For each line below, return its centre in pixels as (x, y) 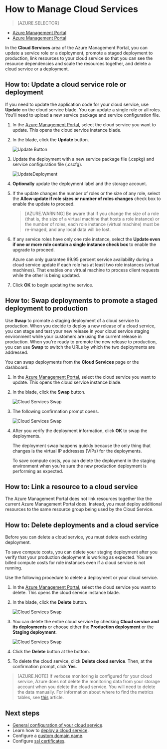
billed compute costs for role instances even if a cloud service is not (75, 563)
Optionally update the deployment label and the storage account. (80, 184)
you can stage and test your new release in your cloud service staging (77, 331)
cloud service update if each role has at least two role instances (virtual (86, 264)
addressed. (17, 352)
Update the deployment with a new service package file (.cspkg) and (83, 159)
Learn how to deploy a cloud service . (50, 730)
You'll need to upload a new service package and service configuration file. (83, 115)
